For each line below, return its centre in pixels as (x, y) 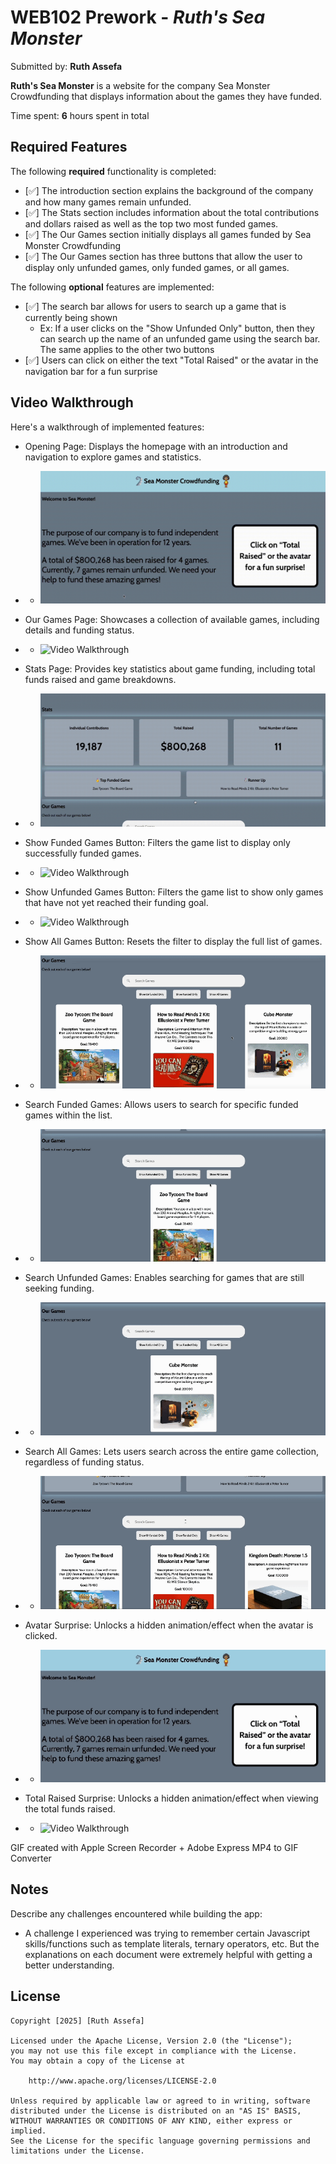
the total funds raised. (70, 1809)
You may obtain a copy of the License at (98, 2061)
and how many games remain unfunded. (108, 202)
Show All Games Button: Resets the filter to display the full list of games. (173, 941)
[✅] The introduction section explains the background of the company (169, 190)
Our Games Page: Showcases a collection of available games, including (172, 620)
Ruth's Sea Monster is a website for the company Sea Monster (140, 85)
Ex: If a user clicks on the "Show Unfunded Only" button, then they (177, 328)
